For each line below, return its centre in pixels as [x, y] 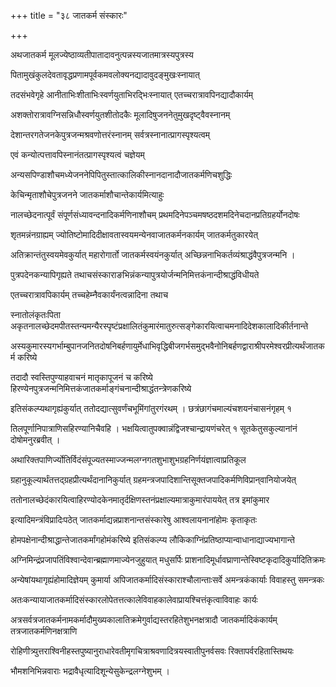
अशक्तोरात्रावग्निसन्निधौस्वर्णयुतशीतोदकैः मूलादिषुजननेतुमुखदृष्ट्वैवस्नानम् [120, 114]
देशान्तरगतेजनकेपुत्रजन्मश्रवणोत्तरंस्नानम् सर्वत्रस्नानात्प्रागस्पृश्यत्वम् [110, 134]
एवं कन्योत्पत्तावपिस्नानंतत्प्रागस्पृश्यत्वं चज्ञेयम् [77, 154]
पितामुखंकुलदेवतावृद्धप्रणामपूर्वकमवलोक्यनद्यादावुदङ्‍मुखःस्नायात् [105, 74]
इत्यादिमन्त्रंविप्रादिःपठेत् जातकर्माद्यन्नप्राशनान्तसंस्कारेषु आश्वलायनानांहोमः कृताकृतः [134, 519]
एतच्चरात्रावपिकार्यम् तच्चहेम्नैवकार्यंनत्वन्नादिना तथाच [89, 294]
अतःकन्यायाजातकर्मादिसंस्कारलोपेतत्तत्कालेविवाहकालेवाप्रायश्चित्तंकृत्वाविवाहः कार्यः [134, 599]
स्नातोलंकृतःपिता [35, 314]
